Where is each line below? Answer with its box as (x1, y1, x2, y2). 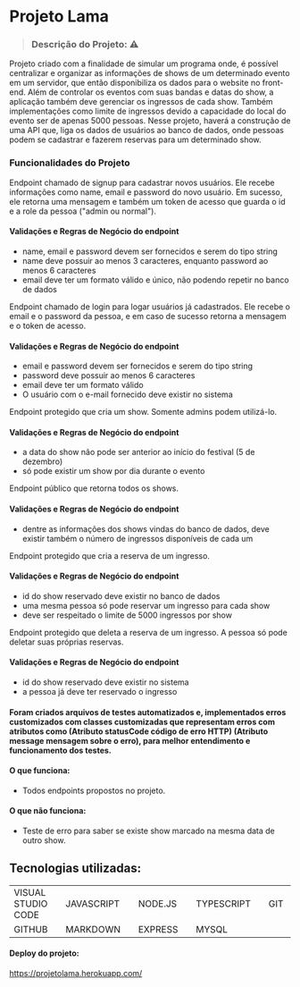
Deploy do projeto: (9, 948, 80, 958)
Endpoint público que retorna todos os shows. (9, 483, 179, 493)
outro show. (21, 835, 66, 846)
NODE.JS (137, 897, 178, 909)
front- (262, 78, 284, 89)
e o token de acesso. (9, 320, 87, 331)
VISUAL (13, 886, 46, 898)
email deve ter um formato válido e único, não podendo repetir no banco (21, 274, 289, 285)
